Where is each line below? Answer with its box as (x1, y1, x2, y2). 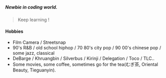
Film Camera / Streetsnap (12, 39, 66, 45)
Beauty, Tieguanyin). (12, 67, 56, 73)
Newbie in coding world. (5, 4, 58, 10)
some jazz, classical (12, 50, 55, 56)
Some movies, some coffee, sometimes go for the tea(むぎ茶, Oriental (12, 61, 158, 67)
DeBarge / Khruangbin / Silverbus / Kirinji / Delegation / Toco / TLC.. (12, 55, 155, 61)
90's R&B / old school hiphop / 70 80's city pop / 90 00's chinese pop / (12, 45, 161, 51)
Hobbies (5, 28, 24, 34)
